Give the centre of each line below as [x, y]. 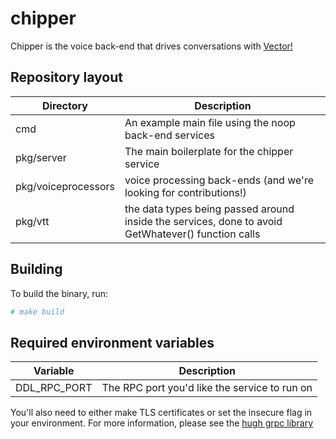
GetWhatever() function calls [192, 234]
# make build [37, 312]
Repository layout [66, 77]
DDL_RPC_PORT [54, 388]
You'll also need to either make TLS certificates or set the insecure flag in [161, 413]
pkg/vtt [32, 221]
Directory [65, 105]
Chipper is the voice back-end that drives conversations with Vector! [151, 46]
